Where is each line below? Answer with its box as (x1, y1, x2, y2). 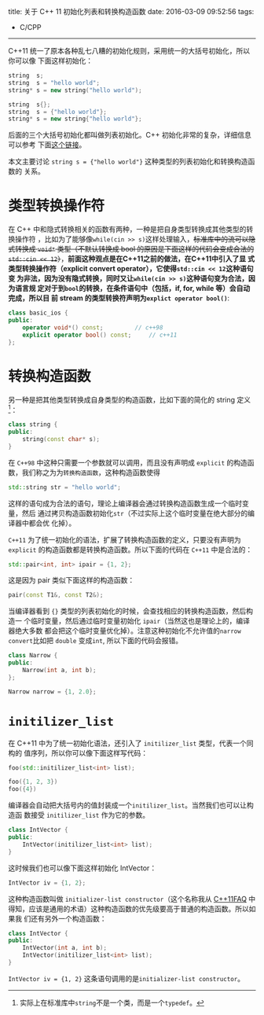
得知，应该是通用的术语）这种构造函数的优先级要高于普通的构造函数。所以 (8, 903, 249, 914)
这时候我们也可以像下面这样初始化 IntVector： (8, 863, 157, 873)
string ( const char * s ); (22, 435, 101, 443)
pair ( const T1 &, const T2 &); (8, 591, 104, 599)
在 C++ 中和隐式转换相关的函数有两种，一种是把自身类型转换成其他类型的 (8, 225, 247, 234)
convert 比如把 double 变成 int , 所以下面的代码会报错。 (8, 636, 183, 645)
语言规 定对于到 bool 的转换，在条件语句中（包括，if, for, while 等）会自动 (14, 284, 251, 293)
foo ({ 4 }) (8, 785, 37, 793)
